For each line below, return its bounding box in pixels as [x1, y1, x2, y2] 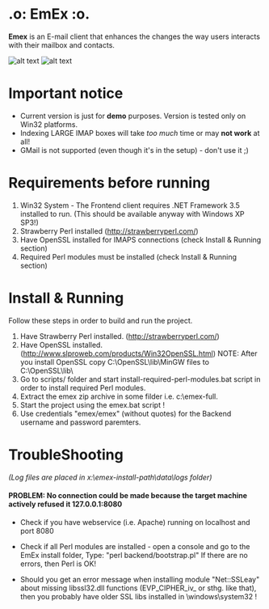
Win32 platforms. [19, 119, 78, 129]
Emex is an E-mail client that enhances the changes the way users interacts [8, 32, 261, 41]
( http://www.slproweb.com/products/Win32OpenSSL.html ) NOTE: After [19, 349, 258, 358]
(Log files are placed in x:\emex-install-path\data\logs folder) [8, 472, 212, 482]
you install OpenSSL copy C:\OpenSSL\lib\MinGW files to [19, 357, 210, 366]
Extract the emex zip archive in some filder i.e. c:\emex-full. [19, 391, 218, 401]
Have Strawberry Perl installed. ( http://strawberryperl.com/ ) [19, 331, 220, 340]
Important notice [8, 84, 124, 103]
